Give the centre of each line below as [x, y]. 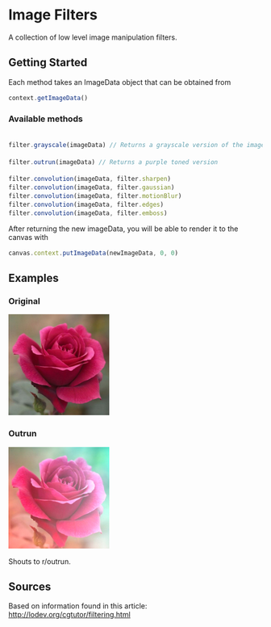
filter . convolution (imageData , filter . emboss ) [88, 213]
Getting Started [48, 63]
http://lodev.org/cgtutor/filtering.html [69, 615]
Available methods [46, 119]
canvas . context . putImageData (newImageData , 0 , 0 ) [94, 253]
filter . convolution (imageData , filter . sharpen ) [90, 179]
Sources [30, 586]
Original [24, 301]
